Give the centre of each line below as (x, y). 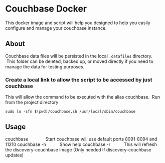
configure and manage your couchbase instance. (56, 28)
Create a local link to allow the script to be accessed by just (79, 79)
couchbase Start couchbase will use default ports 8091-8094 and (81, 139)
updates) (15, 155)
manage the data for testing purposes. (45, 66)
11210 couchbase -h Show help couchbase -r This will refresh (81, 144)
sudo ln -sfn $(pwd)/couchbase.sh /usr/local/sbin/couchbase (70, 112)
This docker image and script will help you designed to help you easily (78, 23)
